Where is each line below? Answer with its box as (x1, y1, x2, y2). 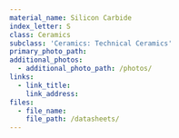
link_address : (25, 89, 79, 98)
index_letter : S (9, 22, 71, 31)
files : (9, 97, 35, 107)
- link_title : (17, 81, 71, 90)
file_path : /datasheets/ (25, 114, 120, 123)
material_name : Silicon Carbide (9, 13, 132, 23)
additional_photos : (9, 55, 84, 64)
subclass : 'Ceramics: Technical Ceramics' (9, 38, 173, 48)
